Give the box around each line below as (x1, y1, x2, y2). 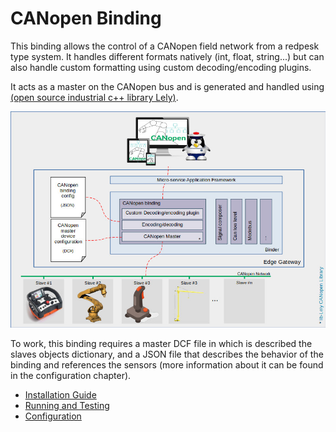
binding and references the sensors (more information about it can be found (10, 358, 324, 371)
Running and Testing (24, 399, 110, 411)
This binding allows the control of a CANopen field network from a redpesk (10, 40, 320, 52)
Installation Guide (24, 388, 97, 401)
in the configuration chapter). (10, 369, 132, 381)
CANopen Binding (10, 7, 162, 30)
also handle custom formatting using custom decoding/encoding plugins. (10, 61, 312, 73)
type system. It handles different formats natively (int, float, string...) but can (10, 50, 325, 62)
